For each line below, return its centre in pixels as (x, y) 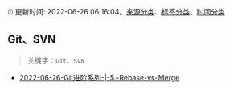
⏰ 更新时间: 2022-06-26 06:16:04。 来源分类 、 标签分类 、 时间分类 (117, 12)
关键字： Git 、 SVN (56, 60)
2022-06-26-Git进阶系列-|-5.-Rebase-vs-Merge (99, 77)
